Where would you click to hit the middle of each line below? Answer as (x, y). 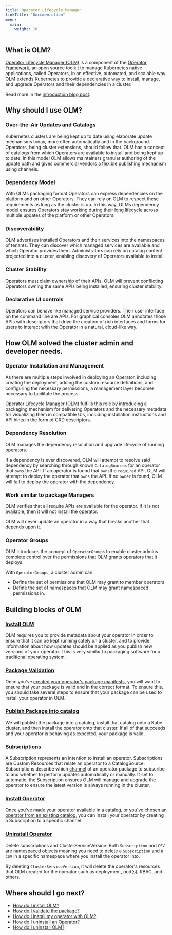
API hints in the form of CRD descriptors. (48, 420)
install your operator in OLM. (35, 698)
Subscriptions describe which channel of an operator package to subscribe (85, 768)
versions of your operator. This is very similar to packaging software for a (83, 652)
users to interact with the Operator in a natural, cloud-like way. (71, 327)
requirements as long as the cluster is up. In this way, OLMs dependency (82, 204)
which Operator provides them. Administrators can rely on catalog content (84, 251)
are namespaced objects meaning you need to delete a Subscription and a (84, 851)
